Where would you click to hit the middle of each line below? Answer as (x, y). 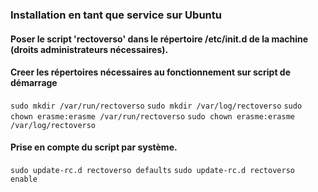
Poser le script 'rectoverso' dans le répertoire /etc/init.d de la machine (159, 39)
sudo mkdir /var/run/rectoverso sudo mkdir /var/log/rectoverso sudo (156, 106)
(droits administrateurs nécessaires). (89, 49)
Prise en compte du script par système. (94, 147)
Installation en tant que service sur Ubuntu (116, 15)
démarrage (34, 83)
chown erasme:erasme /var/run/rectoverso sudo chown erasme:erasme (152, 116)
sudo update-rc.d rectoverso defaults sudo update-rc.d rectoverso (152, 170)
